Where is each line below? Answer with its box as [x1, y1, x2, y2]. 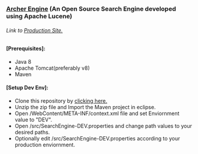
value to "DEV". [14, 116, 53, 123]
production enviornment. [14, 141, 76, 148]
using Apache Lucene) [6, 12, 73, 20]
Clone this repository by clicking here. [14, 97, 108, 104]
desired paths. [14, 129, 50, 136]
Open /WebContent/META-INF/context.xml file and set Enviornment [14, 110, 180, 117]
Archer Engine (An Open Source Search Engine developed [6, 5, 176, 13]
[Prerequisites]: [6, 45, 46, 52]
